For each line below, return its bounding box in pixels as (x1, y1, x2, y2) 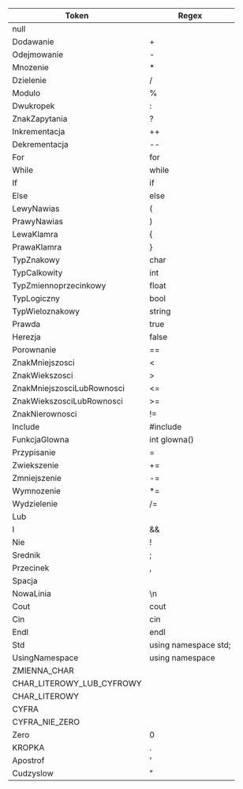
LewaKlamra (12, 229, 58, 239)
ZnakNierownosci (12, 408, 77, 419)
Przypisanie (12, 447, 56, 457)
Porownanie (12, 344, 57, 355)
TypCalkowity (12, 268, 63, 278)
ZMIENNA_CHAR (12, 665, 75, 676)
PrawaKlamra (12, 242, 62, 252)
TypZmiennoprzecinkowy (12, 280, 107, 291)
